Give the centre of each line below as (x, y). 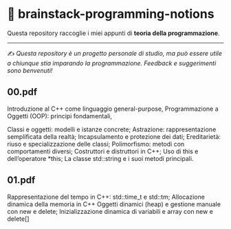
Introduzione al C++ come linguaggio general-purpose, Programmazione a (113, 109)
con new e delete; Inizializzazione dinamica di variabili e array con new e (110, 211)
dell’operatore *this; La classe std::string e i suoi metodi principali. (100, 158)
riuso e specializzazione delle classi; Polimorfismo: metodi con (96, 144)
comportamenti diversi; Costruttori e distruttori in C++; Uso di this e (103, 151)
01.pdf (21, 181)
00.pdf (22, 92)
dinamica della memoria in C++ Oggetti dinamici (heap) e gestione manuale (114, 204)
